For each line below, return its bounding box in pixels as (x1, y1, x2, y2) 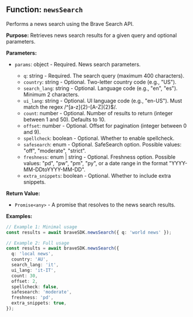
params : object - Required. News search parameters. (14, 61, 141, 68)
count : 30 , (11, 273, 38, 279)
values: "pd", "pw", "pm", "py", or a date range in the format (23, 159, 168, 166)
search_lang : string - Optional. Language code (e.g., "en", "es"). (23, 85, 178, 92)
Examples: (6, 212, 32, 219)
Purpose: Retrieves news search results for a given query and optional (6, 32, 177, 39)
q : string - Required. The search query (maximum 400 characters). (23, 72, 185, 79)
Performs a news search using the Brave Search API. (6, 20, 134, 27)
